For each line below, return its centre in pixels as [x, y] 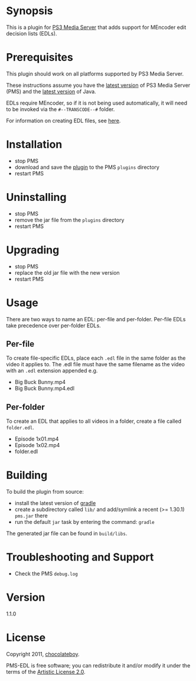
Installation [34, 144]
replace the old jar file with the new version [67, 272]
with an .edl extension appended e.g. [52, 371]
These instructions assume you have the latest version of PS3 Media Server [98, 85]
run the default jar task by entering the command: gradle [84, 522]
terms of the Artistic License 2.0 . [46, 672]
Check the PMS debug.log [46, 574]
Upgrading [33, 250]
